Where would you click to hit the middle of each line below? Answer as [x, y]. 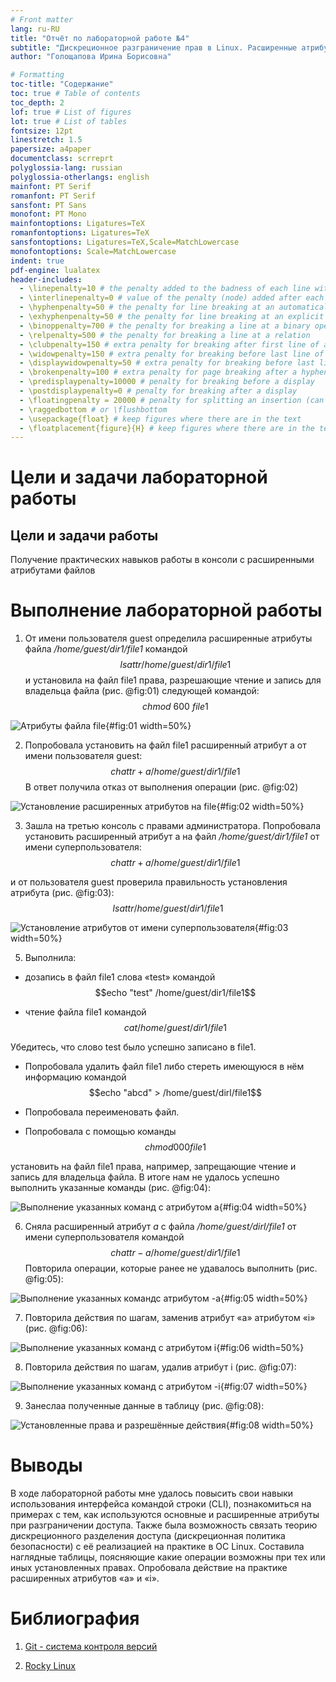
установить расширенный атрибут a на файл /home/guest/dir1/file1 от [172, 837]
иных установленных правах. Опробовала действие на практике [149, 1568]
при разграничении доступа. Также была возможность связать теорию [164, 1525]
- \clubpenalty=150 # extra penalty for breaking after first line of [169, 344]
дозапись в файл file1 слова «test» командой [120, 977]
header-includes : [46, 279]
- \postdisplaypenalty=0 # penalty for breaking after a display [158, 391]
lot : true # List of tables [69, 121]
